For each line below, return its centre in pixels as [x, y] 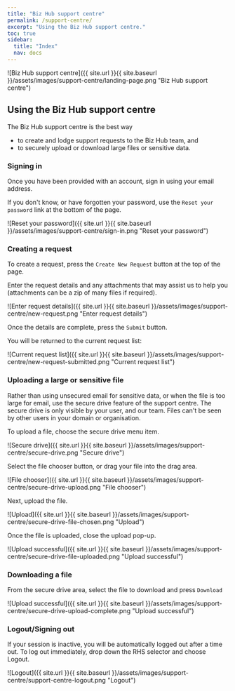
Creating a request [40, 248]
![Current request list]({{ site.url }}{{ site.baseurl [76, 354]
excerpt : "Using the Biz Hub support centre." [76, 27]
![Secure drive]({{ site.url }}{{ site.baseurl [67, 445]
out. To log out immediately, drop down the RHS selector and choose [107, 652]
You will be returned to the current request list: [75, 341]
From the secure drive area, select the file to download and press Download [115, 589]
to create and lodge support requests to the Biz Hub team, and [108, 140]
